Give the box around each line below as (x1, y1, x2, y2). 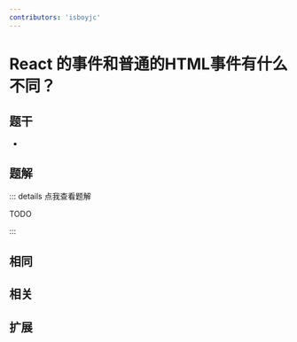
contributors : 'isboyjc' (9, 12, 101, 22)
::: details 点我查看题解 (9, 191, 91, 202)
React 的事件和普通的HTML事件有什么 (9, 54, 288, 74)
